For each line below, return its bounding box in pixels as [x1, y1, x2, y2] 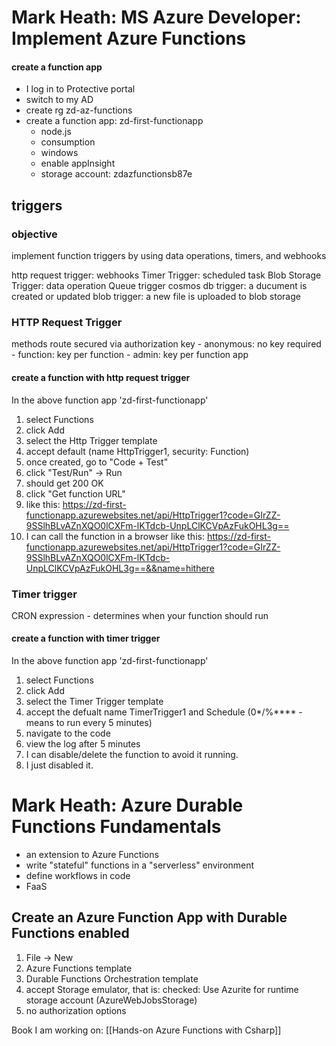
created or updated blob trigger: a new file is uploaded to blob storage [11, 291, 301, 303]
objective [11, 227, 58, 241]
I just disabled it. [25, 759, 94, 771]
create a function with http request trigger [11, 371, 191, 383]
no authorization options [25, 1004, 127, 1016]
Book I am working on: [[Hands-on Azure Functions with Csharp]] [11, 1024, 282, 1036]
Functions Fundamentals [11, 816, 222, 838]
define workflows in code [25, 870, 131, 882]
